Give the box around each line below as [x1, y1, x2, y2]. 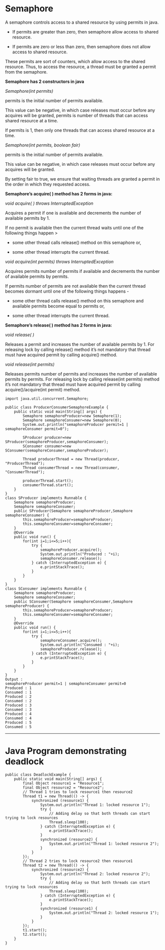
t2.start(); [23, 932, 48, 937]
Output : [5, 677, 23, 682]
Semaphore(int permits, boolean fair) [5, 142, 80, 148]
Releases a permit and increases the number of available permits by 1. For [5, 341, 155, 347]
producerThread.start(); [23, 478, 74, 483]
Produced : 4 [5, 711, 32, 716]
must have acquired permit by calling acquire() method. [5, 351, 118, 358]
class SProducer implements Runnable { [5, 495, 87, 500]
